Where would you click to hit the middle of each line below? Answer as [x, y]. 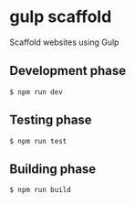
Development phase [68, 71]
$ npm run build [40, 190]
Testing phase [51, 120]
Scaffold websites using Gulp [64, 42]
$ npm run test [38, 141]
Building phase [53, 169]
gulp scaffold [61, 17]
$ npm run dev [36, 92]
